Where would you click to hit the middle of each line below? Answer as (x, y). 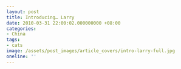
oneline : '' (21, 56)
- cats (15, 46)
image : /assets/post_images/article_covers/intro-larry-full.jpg (90, 51)
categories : (21, 28)
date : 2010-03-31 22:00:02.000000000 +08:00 (63, 23)
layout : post (23, 12)
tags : (13, 40)
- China (16, 34)
